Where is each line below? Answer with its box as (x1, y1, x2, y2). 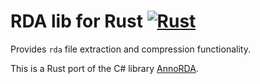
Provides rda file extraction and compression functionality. (10, 43, 251, 55)
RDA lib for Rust (10, 10, 143, 33)
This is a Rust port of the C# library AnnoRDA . (10, 62, 199, 74)
